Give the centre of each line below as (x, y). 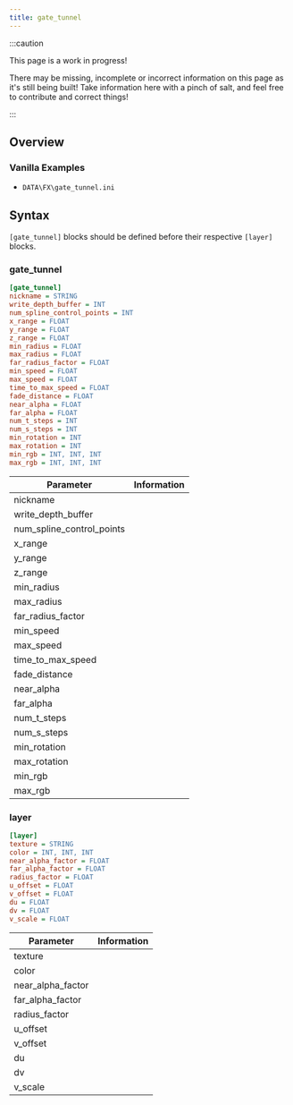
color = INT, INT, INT (51, 852)
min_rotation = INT (46, 438)
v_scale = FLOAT (39, 919)
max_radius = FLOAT (46, 354)
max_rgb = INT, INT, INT (55, 463)
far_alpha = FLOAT (43, 412)
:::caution (27, 43)
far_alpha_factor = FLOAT (57, 869)
